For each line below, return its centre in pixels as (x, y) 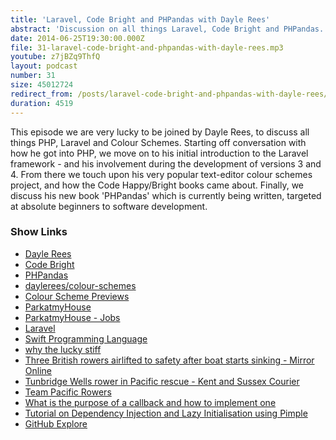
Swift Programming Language (86, 338)
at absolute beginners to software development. (109, 206)
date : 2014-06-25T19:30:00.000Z (77, 38)
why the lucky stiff (63, 349)
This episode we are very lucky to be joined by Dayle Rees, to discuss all (160, 132)
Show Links (39, 232)
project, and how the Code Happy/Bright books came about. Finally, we (157, 185)
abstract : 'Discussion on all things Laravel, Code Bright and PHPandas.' (169, 29)
